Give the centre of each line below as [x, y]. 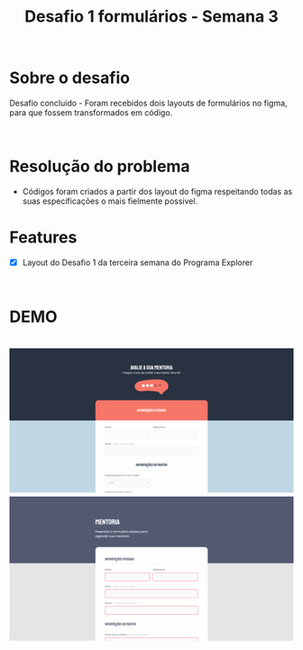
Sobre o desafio [70, 78]
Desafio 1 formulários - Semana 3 [151, 17]
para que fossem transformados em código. [91, 112]
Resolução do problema [100, 166]
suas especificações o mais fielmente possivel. [110, 201]
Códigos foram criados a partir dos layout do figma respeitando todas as [157, 191]
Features [43, 237]
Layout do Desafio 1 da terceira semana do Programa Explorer [138, 262]
